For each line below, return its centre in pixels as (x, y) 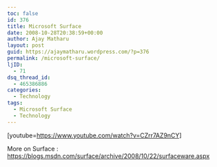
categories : (24, 90)
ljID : (15, 65)
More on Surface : (33, 148)
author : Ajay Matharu (38, 39)
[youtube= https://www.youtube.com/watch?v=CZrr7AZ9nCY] (94, 135)
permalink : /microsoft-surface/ (53, 58)
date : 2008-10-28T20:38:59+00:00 (55, 33)
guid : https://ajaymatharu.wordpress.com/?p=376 (78, 52)
